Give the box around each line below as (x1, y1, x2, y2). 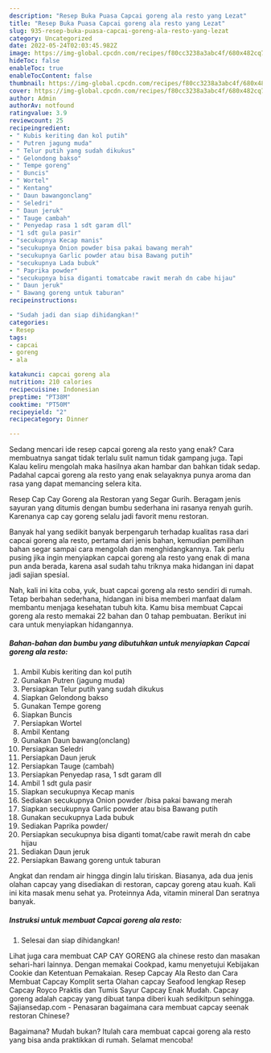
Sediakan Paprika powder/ (20, 821, 109, 831)
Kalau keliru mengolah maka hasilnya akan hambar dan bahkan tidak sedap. (9, 462, 261, 471)
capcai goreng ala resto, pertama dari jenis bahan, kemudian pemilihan (9, 536, 244, 545)
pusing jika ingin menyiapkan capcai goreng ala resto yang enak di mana (9, 553, 250, 562)
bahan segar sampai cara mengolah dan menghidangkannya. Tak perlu (9, 545, 244, 554)
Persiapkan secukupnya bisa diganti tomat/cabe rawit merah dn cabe (20, 830, 251, 839)
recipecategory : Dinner (9, 416, 89, 424)
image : (9, 49, 31, 57)
